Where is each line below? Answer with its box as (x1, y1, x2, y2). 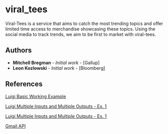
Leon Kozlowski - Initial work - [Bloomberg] (12, 65, 105, 71)
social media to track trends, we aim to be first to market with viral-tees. (5, 31, 156, 37)
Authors (5, 46, 32, 55)
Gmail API (5, 123, 26, 129)
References (5, 80, 43, 89)
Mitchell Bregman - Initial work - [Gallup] (12, 60, 100, 66)
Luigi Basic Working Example (5, 93, 66, 99)
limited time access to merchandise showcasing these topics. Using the (5, 25, 155, 32)
